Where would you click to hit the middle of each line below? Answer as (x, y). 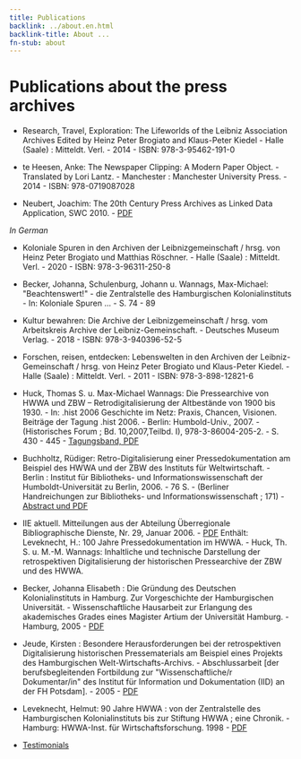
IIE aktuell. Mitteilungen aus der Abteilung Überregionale (126, 523)
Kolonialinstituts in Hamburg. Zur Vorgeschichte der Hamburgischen (148, 598)
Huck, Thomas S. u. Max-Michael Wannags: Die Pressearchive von (146, 393)
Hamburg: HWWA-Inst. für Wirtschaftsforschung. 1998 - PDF (135, 728)
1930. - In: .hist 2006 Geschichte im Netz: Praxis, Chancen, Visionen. (150, 412)
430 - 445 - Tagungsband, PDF (81, 441)
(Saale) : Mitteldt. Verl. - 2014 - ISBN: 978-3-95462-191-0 (129, 150)
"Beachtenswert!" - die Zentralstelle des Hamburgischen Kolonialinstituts (157, 294)
